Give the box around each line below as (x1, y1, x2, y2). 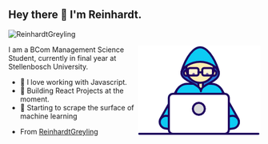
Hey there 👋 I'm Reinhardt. (8, 8, 142, 22)
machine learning (19, 111, 78, 121)
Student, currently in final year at (8, 53, 117, 62)
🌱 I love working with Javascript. (19, 77, 128, 86)
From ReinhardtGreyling (19, 126, 98, 136)
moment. (19, 94, 50, 104)
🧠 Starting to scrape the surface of (19, 102, 134, 112)
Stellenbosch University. (8, 62, 89, 71)
